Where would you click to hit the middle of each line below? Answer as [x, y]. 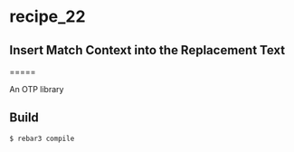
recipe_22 [47, 17]
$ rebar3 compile [42, 138]
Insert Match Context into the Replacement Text [147, 50]
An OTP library [37, 89]
